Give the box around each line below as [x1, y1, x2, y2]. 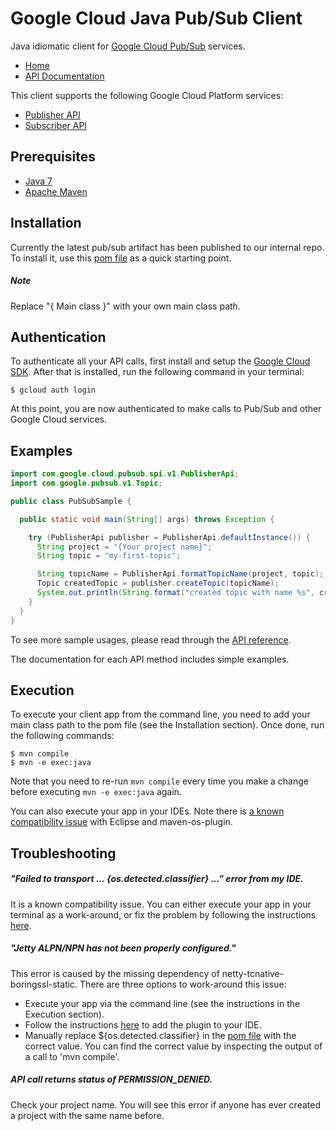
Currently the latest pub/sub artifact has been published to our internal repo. [10, 241, 325, 253]
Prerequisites [10, 148, 96, 166]
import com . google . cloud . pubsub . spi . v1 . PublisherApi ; [10, 469, 240, 479]
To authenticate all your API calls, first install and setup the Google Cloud [10, 355, 311, 367]
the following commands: [10, 730, 115, 742]
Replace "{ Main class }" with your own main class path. [10, 300, 241, 312]
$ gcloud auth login [10, 385, 97, 396]
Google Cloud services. [10, 413, 107, 426]
